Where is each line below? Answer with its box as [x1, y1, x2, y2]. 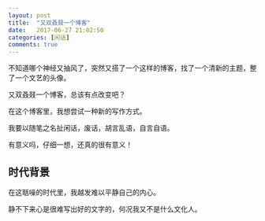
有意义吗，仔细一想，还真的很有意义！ [8, 140, 132, 149]
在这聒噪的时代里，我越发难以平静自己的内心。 [8, 187, 160, 197]
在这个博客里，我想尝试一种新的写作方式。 [8, 107, 147, 116]
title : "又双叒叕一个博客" [8, 19, 91, 27]
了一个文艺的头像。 [8, 73, 71, 83]
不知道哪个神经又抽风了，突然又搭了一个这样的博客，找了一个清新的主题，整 [8, 64, 257, 73]
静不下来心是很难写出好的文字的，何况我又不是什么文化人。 [8, 204, 202, 213]
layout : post [8, 11, 51, 20]
